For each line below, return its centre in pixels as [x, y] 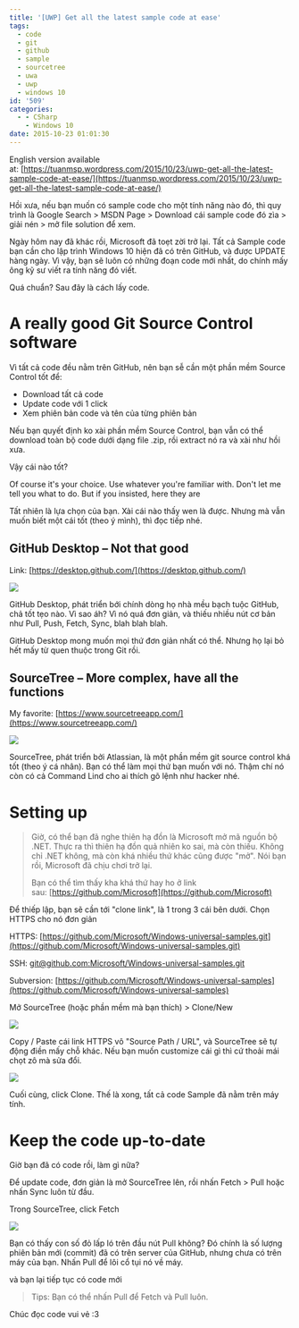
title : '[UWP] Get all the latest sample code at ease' [115, 17]
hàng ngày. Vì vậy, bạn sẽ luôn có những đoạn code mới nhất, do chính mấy [149, 260]
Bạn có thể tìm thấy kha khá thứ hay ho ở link [114, 883]
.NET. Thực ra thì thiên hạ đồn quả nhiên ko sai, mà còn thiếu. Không [157, 847]
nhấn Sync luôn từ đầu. [52, 1192]
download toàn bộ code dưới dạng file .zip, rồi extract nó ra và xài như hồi [145, 440]
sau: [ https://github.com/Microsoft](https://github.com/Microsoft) [151, 892]
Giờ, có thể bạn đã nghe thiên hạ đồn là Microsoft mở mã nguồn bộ [154, 837]
